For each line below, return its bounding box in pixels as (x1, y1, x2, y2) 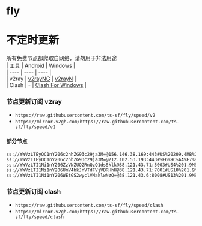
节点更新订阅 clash (6, 187, 61, 195)
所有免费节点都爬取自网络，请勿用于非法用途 (6, 55, 117, 62)
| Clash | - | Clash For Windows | (6, 82, 87, 89)
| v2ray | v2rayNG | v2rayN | (6, 75, 76, 82)
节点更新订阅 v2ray (6, 98, 62, 106)
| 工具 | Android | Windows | (6, 62, 76, 70)
